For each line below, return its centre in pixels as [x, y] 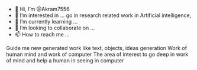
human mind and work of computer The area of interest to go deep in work [97, 54]
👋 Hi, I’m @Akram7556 [42, 9]
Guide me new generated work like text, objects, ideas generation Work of [97, 48]
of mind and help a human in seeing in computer [65, 61]
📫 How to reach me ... [42, 34]
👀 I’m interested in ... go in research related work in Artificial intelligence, [103, 15]
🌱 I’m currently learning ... [46, 21]
